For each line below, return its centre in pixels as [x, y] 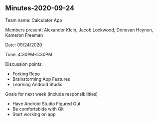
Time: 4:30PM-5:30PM [29, 54]
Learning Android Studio [37, 84]
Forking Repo [26, 74]
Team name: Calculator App [34, 20]
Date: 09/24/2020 [24, 45]
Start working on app [34, 114]
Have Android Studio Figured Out [46, 104]
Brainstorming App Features [41, 79]
